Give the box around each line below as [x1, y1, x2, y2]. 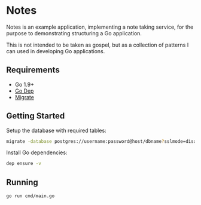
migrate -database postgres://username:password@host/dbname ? [6, 138, 165, 144]
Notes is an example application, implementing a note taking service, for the [6, 23, 194, 30]
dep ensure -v [6, 161, 42, 167]
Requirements [6, 65, 60, 75]
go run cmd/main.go [6, 193, 55, 199]
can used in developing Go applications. [6, 47, 105, 54]
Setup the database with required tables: [6, 127, 106, 134]
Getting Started [6, 111, 65, 121]
